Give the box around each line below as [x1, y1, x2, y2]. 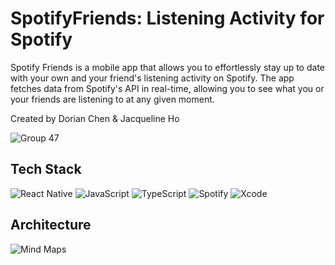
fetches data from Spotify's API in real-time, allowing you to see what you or [10, 82, 325, 94]
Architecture [10, 217, 92, 234]
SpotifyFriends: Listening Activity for [10, 7, 325, 30]
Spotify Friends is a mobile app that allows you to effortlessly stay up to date [10, 61, 325, 73]
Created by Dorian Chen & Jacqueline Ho [10, 112, 180, 124]
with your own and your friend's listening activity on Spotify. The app [10, 72, 295, 84]
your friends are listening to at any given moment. [10, 93, 215, 105]
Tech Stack [10, 161, 82, 178]
